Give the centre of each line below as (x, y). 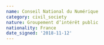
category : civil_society (36, 17)
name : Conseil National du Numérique (52, 11)
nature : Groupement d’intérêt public (52, 22)
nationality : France (31, 28)
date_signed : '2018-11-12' (39, 33)
